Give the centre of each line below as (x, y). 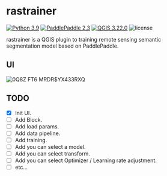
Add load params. (37, 126)
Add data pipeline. (38, 133)
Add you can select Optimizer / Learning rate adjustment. (86, 160)
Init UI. (23, 113)
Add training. (31, 140)
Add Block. (29, 119)
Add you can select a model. (50, 146)
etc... (21, 168)
